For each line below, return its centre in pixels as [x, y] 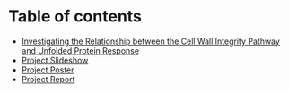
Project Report [48, 79]
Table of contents [75, 17]
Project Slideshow [55, 60]
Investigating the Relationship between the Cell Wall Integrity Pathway [150, 41]
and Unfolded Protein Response [80, 50]
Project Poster [48, 70]
